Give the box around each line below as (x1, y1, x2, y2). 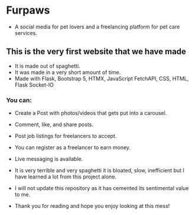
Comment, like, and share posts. (14, 121, 93, 128)
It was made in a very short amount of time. (14, 69, 121, 76)
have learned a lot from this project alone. (14, 173, 117, 181)
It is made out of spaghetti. (14, 62, 81, 69)
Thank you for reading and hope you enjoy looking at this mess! (14, 203, 170, 210)
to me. (14, 191, 31, 198)
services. (14, 29, 37, 36)
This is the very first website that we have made (6, 47, 186, 57)
